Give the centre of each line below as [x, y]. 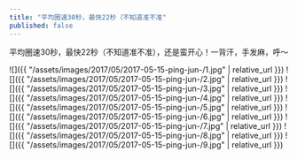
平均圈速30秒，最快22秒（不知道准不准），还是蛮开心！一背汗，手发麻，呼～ [149, 52]
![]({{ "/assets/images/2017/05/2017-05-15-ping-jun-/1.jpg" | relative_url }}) [147, 69]
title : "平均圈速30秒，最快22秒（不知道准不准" [88, 17]
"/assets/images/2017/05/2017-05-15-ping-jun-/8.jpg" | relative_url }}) [155, 135]
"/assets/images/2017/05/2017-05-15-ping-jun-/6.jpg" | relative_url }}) [155, 117]
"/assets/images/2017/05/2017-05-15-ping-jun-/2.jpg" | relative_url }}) [155, 79]
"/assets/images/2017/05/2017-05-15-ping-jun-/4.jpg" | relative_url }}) [155, 97]
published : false [41, 26]
